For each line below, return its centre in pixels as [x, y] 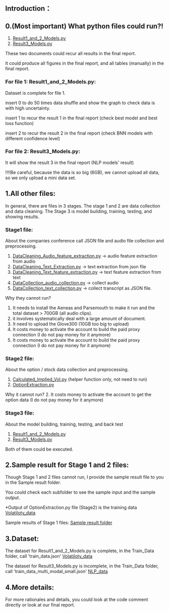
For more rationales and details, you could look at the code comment [77, 599]
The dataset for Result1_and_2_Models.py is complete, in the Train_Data [80, 551]
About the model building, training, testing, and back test [64, 424]
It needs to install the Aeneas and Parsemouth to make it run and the [84, 308]
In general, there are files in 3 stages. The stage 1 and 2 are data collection [83, 206]
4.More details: [30, 587]
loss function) [19, 123]
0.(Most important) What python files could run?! [84, 26]
